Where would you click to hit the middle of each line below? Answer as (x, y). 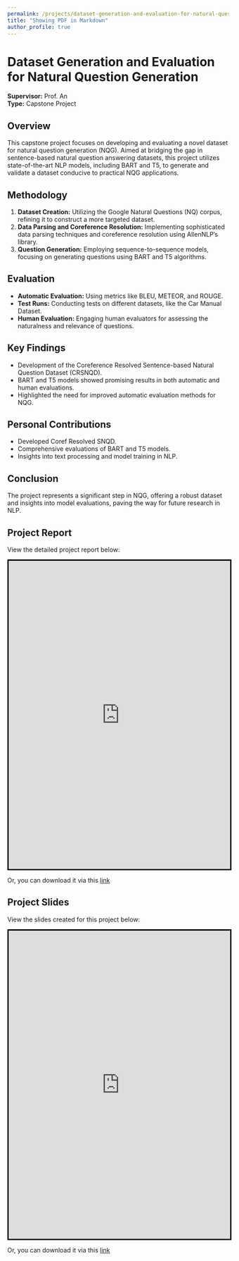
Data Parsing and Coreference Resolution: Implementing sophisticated (121, 227)
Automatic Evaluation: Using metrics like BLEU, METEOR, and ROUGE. (120, 296)
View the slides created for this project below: (74, 919)
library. (28, 242)
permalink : (23, 14)
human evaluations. (46, 387)
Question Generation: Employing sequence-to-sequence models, (113, 249)
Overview (29, 126)
